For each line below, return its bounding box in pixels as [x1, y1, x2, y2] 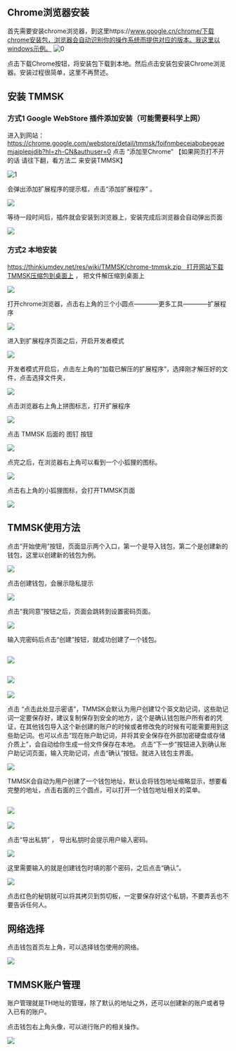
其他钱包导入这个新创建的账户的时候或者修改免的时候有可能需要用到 [25, 722, 223, 731]
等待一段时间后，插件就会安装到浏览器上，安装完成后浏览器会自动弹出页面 [7, 213, 223, 221]
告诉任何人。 [13, 900, 51, 909]
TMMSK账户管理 [7, 978, 81, 990]
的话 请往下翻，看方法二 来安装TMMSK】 [7, 156, 126, 164]
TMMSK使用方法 [7, 522, 81, 534]
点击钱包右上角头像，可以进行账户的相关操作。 [7, 1023, 143, 1031]
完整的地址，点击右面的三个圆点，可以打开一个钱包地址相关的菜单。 [7, 786, 204, 794]
